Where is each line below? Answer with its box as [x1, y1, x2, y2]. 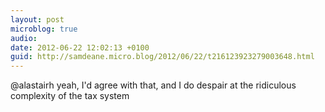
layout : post [10, 14, 65, 25]
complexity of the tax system [10, 90, 130, 102]
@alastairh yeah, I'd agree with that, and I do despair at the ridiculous [10, 79, 297, 91]
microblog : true [10, 24, 78, 34]
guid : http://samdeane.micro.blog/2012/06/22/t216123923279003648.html [10, 52, 315, 62]
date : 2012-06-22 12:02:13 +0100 [10, 42, 150, 53]
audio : [10, 33, 38, 43]
